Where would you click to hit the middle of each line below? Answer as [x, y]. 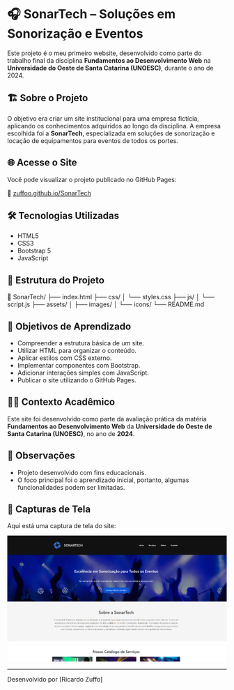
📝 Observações [41, 456]
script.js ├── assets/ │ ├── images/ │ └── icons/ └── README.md [106, 304]
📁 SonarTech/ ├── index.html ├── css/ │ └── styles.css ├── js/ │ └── [111, 297]
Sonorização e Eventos [75, 34]
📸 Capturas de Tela [49, 510]
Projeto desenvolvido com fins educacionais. [81, 472]
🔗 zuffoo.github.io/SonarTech [49, 193]
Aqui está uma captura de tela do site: [62, 526]
